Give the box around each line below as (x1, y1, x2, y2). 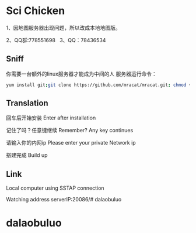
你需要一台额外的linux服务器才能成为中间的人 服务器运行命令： (6, 70, 157, 77)
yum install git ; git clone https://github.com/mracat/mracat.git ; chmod (6, 82, 187, 88)
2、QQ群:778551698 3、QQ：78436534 (6, 36, 106, 43)
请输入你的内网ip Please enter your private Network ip (6, 139, 136, 146)
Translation (6, 98, 48, 108)
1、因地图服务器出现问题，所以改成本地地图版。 (6, 24, 121, 31)
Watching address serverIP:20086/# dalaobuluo (6, 196, 122, 203)
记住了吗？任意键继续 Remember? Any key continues (6, 127, 134, 134)
